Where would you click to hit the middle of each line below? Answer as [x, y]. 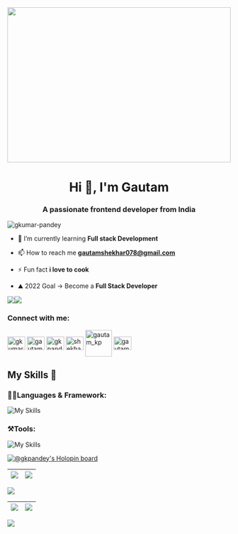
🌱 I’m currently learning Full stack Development [87, 239]
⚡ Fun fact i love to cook [53, 269]
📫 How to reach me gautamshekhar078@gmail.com [96, 253]
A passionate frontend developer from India [119, 210]
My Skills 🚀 [32, 375]
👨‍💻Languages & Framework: [57, 395]
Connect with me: [39, 318]
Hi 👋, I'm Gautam [119, 188]
